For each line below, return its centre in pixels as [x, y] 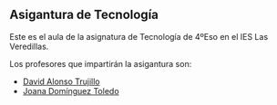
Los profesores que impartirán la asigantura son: [101, 63]
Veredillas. [29, 46]
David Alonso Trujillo [61, 81]
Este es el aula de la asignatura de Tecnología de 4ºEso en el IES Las [139, 36]
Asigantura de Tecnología [84, 15]
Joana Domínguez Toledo [71, 91]
